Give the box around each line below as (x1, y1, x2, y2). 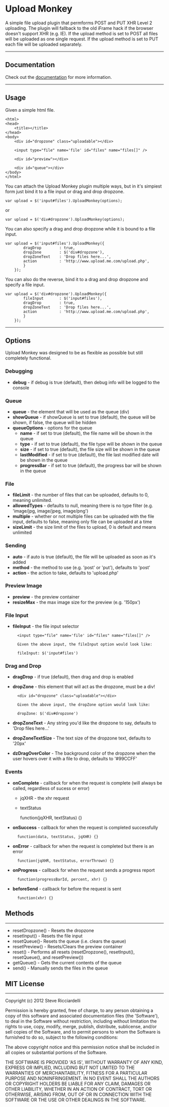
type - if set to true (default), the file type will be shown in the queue (20, 441, 162, 447)
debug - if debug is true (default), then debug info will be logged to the (12, 379, 160, 385)
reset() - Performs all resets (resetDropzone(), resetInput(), (12, 949, 135, 955)
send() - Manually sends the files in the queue (12, 965, 108, 971)
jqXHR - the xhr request (20, 795, 69, 801)
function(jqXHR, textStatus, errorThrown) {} (17, 858, 114, 863)
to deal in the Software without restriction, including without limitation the (5, 1018, 157, 1024)
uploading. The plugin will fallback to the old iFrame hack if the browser (5, 25, 153, 31)
